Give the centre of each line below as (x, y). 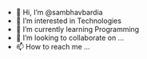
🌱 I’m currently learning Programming (77, 29)
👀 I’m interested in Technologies (69, 21)
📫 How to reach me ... (53, 47)
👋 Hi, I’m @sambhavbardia (59, 12)
